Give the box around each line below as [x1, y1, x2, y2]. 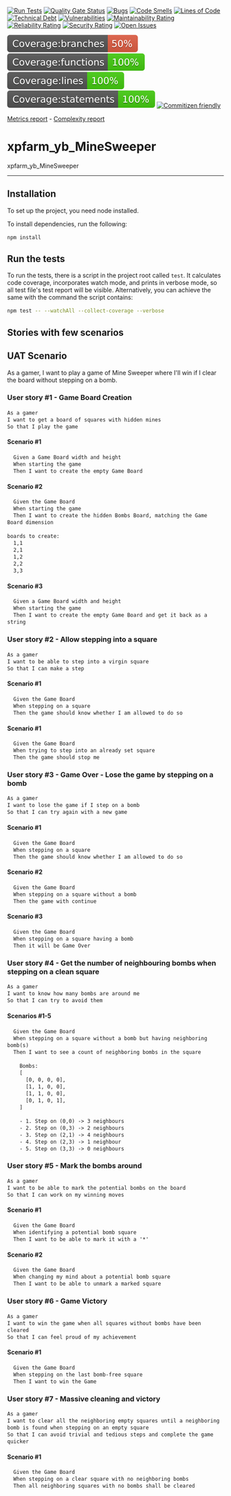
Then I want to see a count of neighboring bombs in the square [13, 1048, 201, 1055]
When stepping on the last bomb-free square [13, 1371, 143, 1378]
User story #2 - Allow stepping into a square [7, 635, 158, 644]
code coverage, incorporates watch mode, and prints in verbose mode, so [7, 279, 218, 287]
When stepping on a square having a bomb [13, 935, 134, 943]
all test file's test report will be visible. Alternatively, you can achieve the [7, 286, 212, 295]
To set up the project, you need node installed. [7, 206, 139, 215]
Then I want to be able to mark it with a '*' [13, 1236, 149, 1243]
